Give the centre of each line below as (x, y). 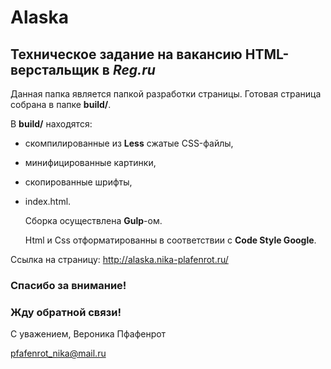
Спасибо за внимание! (68, 285)
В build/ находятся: (51, 124)
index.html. (48, 201)
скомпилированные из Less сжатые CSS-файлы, (129, 143)
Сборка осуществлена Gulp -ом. (93, 220)
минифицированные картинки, (90, 162)
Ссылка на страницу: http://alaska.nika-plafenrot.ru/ (119, 259)
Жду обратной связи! (66, 312)
